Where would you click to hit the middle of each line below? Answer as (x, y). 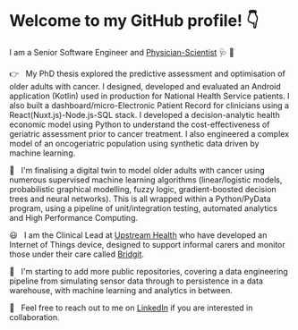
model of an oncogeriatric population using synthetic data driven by (134, 143)
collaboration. (34, 317)
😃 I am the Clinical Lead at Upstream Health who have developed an (138, 235)
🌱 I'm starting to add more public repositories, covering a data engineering (149, 271)
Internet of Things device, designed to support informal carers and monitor (148, 244)
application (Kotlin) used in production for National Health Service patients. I (149, 96)
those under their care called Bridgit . (77, 254)
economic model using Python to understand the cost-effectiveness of (140, 124)
